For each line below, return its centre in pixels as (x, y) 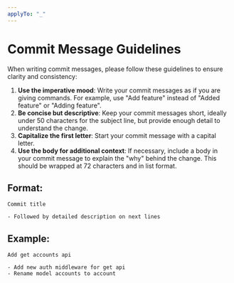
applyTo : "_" (27, 14)
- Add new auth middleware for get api (67, 267)
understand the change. (53, 128)
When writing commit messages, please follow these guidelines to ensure (115, 69)
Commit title (27, 204)
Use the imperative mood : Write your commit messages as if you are (119, 90)
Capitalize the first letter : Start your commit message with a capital (117, 135)
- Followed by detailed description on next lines (84, 217)
